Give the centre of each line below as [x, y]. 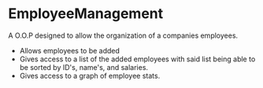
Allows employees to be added [70, 50]
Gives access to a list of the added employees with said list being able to [137, 59]
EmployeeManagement [86, 14]
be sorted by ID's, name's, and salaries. [83, 67]
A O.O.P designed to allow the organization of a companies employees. [123, 35]
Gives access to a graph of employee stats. [90, 75]
